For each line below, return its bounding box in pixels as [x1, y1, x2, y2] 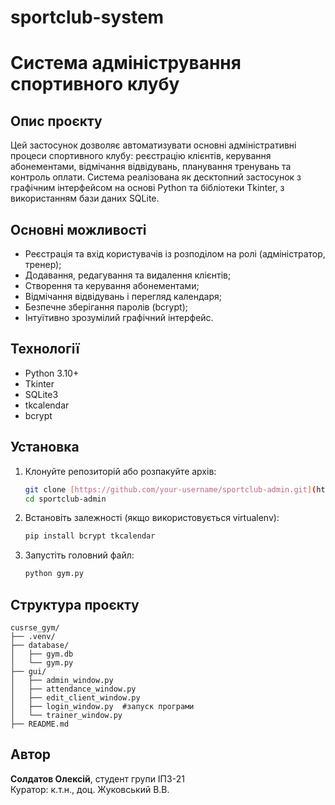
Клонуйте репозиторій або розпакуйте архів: [24, 465, 217, 477]
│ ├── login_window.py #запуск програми [10, 701, 195, 711]
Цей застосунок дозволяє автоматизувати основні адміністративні [10, 139, 297, 151]
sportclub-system [10, 6, 165, 29]
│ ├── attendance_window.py [10, 684, 137, 694]
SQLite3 [24, 388, 59, 400]
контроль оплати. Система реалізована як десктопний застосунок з [10, 171, 302, 183]
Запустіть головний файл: [24, 549, 135, 561]
